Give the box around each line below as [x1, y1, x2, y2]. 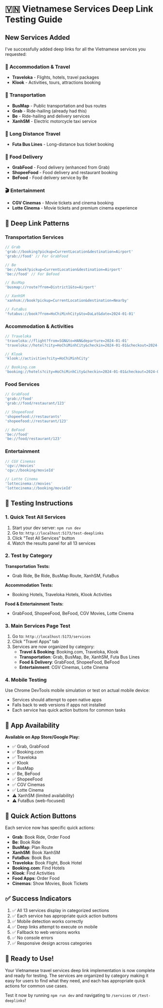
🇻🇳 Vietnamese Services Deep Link [5, 3, 154, 15]
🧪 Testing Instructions [5, 499, 73, 507]
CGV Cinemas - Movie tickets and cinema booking [12, 200, 114, 206]
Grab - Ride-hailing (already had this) [12, 108, 87, 114]
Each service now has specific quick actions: [5, 825, 95, 830]
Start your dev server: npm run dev [12, 525, 81, 531]
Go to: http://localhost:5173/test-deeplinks [12, 530, 104, 536]
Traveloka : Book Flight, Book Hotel [12, 860, 82, 866]
